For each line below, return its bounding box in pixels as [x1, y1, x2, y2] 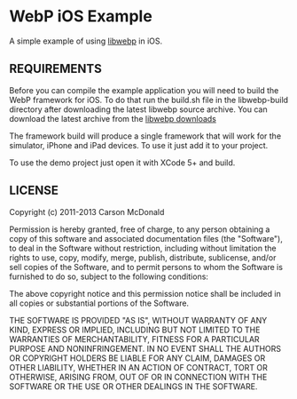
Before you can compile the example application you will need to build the [9, 84, 279, 95]
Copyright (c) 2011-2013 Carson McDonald [9, 206, 165, 217]
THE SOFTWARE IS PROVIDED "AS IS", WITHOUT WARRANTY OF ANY [9, 315, 268, 325]
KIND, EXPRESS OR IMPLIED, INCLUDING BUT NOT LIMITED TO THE [9, 324, 261, 335]
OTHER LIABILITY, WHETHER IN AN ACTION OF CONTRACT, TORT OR [9, 362, 268, 372]
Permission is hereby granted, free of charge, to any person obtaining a [9, 224, 270, 235]
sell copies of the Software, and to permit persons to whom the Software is [9, 261, 284, 272]
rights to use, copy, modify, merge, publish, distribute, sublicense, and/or [9, 251, 277, 263]
